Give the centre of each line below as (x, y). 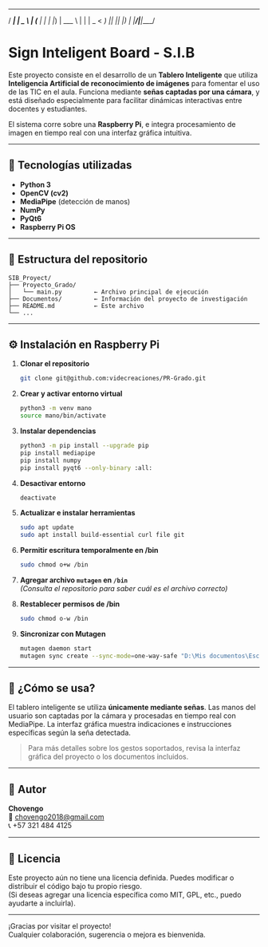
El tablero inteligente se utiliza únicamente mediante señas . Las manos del (132, 708)
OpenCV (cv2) (44, 193)
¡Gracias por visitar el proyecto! (60, 926)
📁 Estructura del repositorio (78, 260)
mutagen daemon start (55, 648)
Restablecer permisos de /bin (70, 604)
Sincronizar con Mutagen (63, 633)
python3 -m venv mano (56, 408)
